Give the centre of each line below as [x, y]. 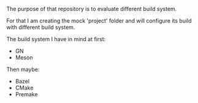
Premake [26, 94]
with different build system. [41, 27]
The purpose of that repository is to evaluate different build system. [92, 9]
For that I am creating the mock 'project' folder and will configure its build [99, 21]
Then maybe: [23, 69]
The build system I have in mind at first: [56, 39]
